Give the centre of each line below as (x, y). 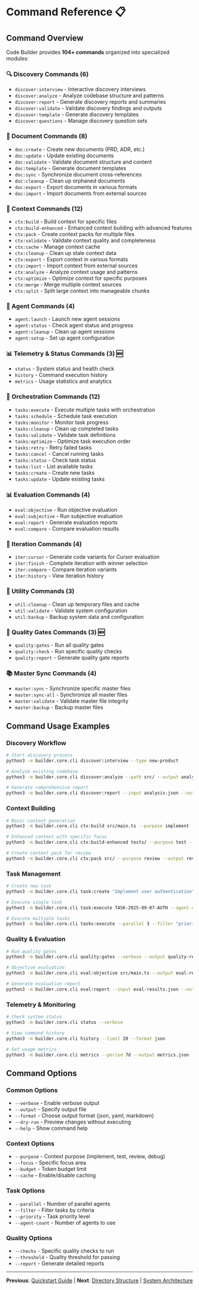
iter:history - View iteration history (59, 576)
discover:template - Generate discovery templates (77, 114)
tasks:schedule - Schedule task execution (66, 416)
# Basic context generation (41, 820)
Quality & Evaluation (36, 939)
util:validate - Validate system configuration (71, 610)
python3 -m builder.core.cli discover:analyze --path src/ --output (92, 777)
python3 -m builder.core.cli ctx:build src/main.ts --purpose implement (98, 826)
